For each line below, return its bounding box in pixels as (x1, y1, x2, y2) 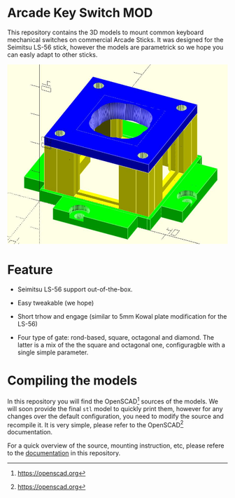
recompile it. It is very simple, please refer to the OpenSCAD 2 (7, 419, 184, 429)
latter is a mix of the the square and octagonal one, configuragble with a (17, 341, 226, 349)
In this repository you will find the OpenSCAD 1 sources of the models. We (7, 396, 219, 406)
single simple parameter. (17, 348, 89, 357)
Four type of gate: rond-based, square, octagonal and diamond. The (17, 333, 215, 341)
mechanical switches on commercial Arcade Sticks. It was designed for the (7, 35, 224, 43)
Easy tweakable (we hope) (17, 299, 94, 307)
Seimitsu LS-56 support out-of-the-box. (17, 285, 133, 293)
